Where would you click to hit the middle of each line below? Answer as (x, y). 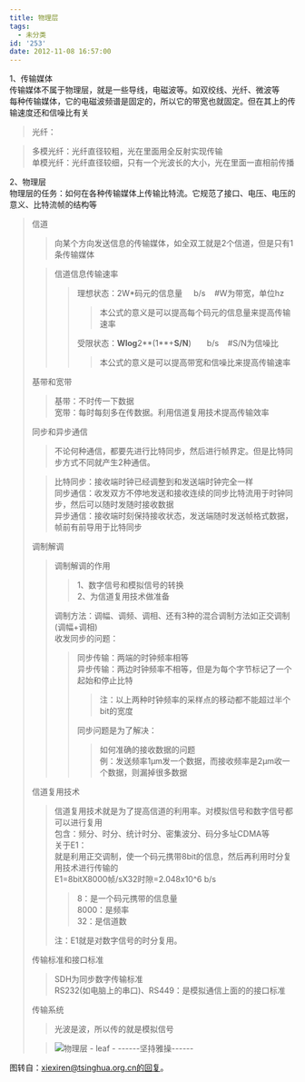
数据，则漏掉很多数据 (148, 772)
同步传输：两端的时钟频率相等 (133, 658)
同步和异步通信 (59, 432)
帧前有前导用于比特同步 (98, 527)
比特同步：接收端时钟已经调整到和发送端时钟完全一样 (154, 481)
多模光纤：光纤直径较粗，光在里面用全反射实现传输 (127, 152)
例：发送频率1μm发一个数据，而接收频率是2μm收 (191, 761)
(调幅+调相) (76, 627)
